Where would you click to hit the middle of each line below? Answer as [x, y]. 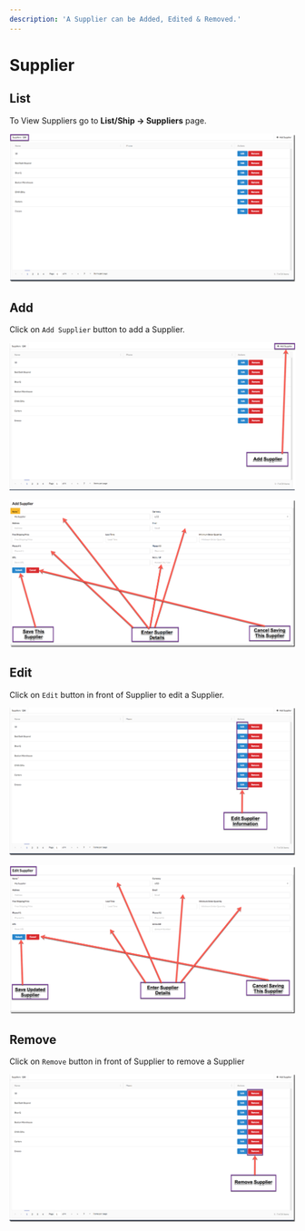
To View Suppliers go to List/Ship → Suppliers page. [108, 120]
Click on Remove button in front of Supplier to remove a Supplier [127, 1061]
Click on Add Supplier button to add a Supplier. [97, 330]
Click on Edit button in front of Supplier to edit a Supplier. [117, 694]
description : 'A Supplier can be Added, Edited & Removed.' [126, 19]
